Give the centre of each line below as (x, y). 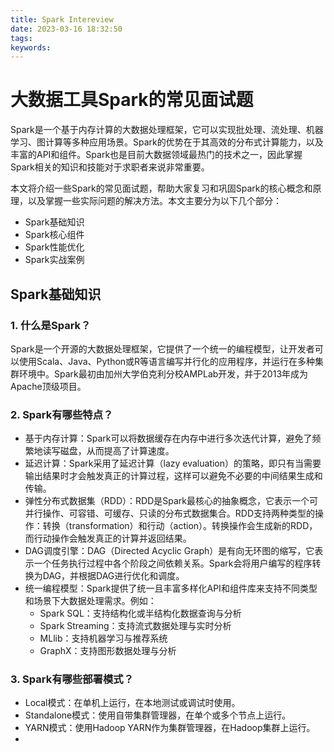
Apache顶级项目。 (48, 386)
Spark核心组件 (54, 235)
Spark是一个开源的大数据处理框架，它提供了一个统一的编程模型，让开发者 (162, 348)
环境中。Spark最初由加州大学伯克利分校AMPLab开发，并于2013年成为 (163, 373)
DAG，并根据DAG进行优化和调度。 (113, 576)
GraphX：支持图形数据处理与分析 (108, 651)
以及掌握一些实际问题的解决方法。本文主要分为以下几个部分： (154, 201)
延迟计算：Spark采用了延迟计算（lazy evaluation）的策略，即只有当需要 (173, 463)
